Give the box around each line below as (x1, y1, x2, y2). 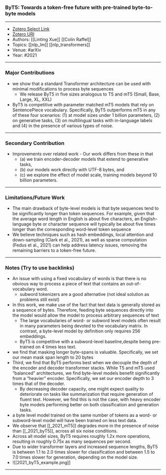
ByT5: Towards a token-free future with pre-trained (5, 4, 131, 11)
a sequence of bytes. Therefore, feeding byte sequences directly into (12, 307, 154, 313)
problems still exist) (19, 296, 60, 303)
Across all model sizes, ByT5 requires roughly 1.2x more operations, (12, 433, 151, 439)
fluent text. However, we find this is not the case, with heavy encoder (19, 396, 161, 402)
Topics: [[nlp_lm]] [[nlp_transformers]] (12, 42, 90, 48)
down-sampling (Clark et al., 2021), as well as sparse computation (12, 237, 147, 243)
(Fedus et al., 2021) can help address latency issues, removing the (12, 242, 147, 248)
